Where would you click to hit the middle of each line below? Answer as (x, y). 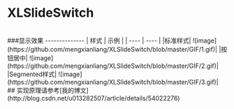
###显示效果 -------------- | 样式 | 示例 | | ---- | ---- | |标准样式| (99, 41)
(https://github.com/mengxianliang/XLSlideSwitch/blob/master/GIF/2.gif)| (113, 66)
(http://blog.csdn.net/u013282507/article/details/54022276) (94, 98)
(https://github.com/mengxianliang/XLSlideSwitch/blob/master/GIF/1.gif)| (112, 49)
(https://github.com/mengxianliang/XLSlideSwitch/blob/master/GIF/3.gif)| (113, 82)
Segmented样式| (33, 74)
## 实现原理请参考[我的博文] (48, 90)
